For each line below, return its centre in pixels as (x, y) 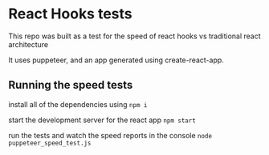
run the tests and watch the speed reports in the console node (110, 135)
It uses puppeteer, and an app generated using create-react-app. (116, 60)
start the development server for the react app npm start (102, 120)
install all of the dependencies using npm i (78, 104)
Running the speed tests (71, 85)
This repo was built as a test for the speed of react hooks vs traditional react (134, 36)
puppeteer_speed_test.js (50, 143)
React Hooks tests (70, 14)
